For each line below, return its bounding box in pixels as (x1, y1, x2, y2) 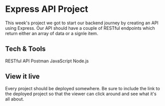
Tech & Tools (5, 45, 46, 53)
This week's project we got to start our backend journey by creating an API (5, 20, 159, 26)
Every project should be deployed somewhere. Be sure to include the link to (5, 85, 160, 91)
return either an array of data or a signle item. (5, 30, 98, 36)
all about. (5, 96, 24, 102)
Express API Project (5, 3, 88, 15)
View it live (5, 72, 40, 81)
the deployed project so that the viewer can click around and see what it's (5, 91, 157, 97)
